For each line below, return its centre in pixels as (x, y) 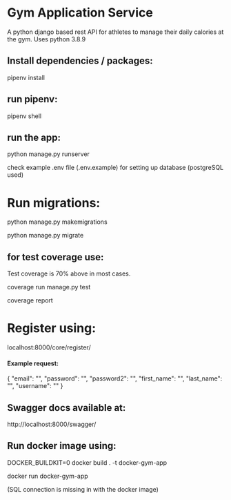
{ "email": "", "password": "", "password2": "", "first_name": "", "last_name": (115, 378)
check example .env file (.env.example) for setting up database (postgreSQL (115, 168)
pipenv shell (24, 116)
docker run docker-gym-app (48, 476)
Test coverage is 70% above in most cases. (69, 273)
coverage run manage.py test (49, 287)
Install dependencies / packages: (80, 61)
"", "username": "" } (35, 386)
